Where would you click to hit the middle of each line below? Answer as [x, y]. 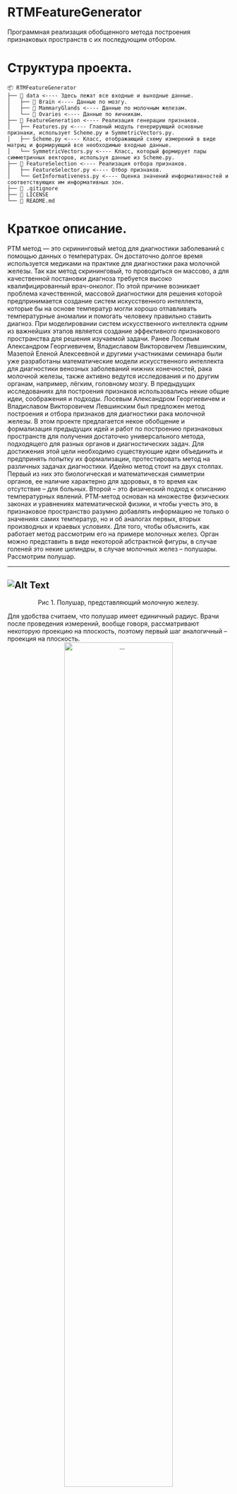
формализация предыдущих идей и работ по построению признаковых [115, 428]
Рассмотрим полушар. [42, 556]
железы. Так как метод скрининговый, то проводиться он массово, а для [118, 271]
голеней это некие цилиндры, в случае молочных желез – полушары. [112, 549]
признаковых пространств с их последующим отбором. [92, 39]
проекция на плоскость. [44, 638]
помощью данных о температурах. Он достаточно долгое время [105, 256]
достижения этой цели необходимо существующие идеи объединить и [115, 451]
